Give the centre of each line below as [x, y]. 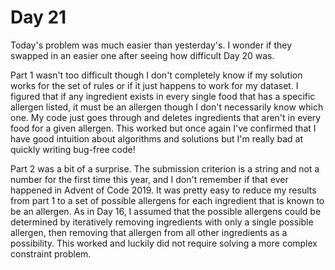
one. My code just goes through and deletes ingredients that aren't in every [166, 117]
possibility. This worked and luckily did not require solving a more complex [164, 243]
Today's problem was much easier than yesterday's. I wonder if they [151, 45]
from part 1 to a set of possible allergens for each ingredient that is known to [167, 200]
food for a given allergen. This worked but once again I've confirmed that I [163, 128]
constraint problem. [51, 253]
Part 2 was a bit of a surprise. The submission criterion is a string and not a [165, 168]
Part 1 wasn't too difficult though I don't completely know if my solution [156, 75]
